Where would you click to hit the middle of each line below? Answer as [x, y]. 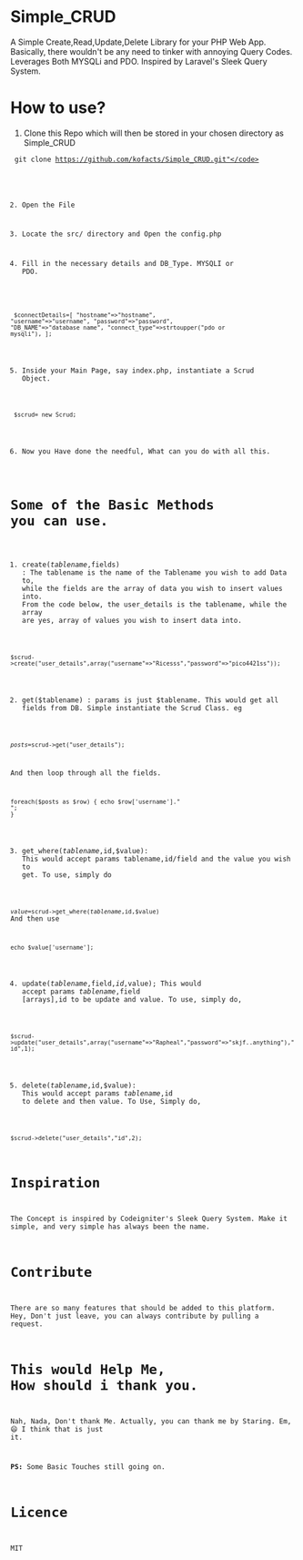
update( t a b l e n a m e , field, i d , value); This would [112, 984]
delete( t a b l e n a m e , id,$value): [79, 1086]
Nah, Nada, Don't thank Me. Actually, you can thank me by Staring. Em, [151, 1421]
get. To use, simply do [67, 875]
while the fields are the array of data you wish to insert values [152, 589]
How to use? [58, 108]
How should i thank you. [104, 1386]
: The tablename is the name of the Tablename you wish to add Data [155, 573]
